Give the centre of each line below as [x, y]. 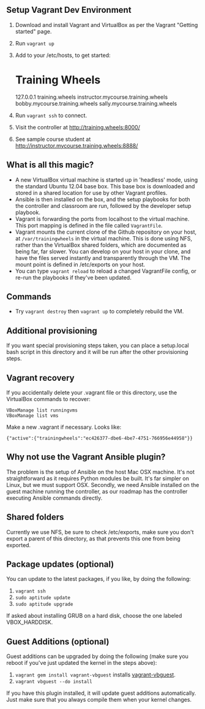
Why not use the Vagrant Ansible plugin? [86, 457]
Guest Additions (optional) [58, 641]
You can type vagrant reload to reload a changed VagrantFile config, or [106, 271]
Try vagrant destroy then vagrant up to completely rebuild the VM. [99, 312]
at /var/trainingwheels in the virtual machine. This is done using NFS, [104, 238]
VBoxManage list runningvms [42, 410]
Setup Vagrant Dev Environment [69, 10]
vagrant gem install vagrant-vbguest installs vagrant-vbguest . [95, 675]
